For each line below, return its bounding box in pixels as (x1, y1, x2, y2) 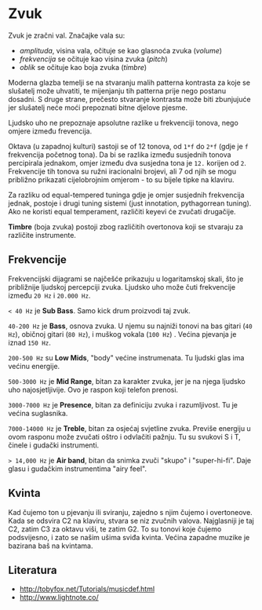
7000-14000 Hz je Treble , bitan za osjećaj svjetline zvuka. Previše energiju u (8, 423, 251, 433)
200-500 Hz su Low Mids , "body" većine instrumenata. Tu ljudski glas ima (8, 352, 245, 362)
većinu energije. (8, 361, 60, 371)
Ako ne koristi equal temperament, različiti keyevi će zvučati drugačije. (8, 206, 237, 216)
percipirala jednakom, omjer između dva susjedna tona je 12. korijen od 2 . (8, 158, 247, 167)
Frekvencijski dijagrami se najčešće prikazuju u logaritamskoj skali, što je (8, 274, 244, 283)
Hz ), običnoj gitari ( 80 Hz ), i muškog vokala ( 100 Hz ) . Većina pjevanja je (8, 329, 237, 338)
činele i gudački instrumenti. (8, 440, 100, 450)
